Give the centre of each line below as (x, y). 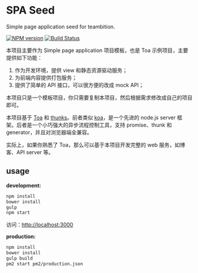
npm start (18, 213)
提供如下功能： (24, 57)
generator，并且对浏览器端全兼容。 (49, 132)
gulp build (20, 258)
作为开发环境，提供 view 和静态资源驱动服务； (71, 70)
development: (24, 185)
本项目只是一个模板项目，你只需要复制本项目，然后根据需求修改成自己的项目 (99, 97)
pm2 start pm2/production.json (45, 264)
